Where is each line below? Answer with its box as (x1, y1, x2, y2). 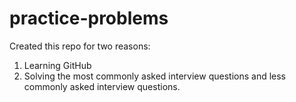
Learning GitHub (23, 59, 92, 71)
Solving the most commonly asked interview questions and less (23, 70, 287, 82)
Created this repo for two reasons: (9, 40, 151, 52)
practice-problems (9, 7, 169, 30)
